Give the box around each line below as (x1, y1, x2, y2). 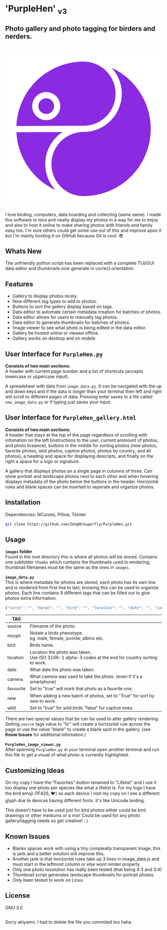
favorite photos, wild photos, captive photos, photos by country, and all (5, 448, 151, 454)
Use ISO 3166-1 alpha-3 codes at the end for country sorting (29, 654, 158, 660)
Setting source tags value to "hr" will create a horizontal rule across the (5, 721, 151, 727)
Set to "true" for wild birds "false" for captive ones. (29, 705, 134, 711)
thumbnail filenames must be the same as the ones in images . (5, 564, 130, 570)
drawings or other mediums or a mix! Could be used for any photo (5, 813, 140, 819)
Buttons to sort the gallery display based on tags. (12, 304, 113, 310)
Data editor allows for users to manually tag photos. (12, 314, 118, 320)
